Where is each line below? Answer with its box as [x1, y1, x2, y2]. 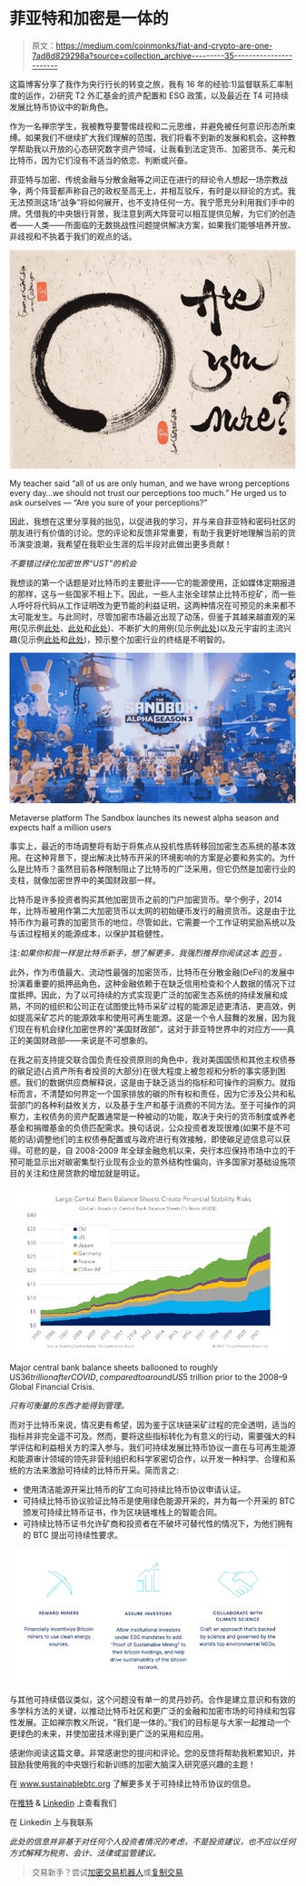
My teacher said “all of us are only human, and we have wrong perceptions [9, 478, 291, 489]
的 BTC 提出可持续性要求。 [22, 1529, 123, 1540]
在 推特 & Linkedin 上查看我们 [9, 1797, 117, 1808]
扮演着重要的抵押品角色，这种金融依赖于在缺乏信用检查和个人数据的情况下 [9, 978, 288, 989]
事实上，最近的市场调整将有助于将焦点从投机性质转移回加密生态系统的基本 [9, 841, 288, 852]
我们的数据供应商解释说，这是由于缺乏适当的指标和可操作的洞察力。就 [25, 1077, 288, 1088]
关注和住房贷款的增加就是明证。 [25, 1168, 145, 1179]
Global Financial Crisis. [9, 1381, 95, 1392]
